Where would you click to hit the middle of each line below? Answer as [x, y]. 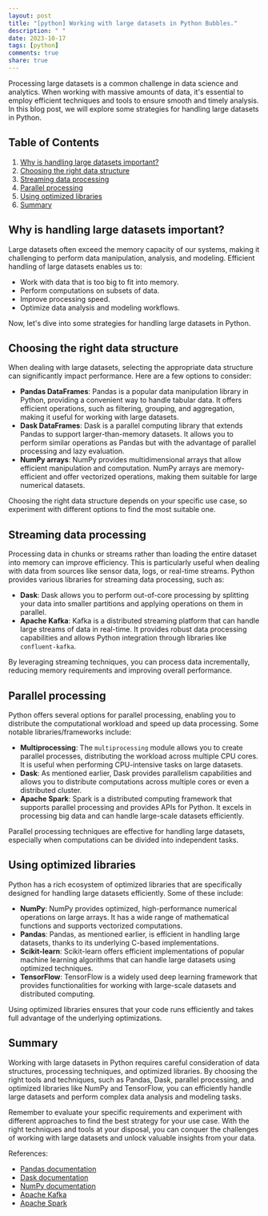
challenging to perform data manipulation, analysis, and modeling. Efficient [132, 258]
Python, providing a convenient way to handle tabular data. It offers [131, 400]
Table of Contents [54, 142]
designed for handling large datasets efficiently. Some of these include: [126, 893]
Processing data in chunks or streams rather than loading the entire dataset [133, 554]
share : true [28, 61]
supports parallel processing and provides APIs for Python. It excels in [136, 807]
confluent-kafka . [48, 646]
